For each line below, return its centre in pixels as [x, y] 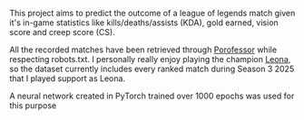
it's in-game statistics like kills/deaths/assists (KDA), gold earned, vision [144, 23]
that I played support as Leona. [67, 78]
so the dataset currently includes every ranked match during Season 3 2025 [152, 69]
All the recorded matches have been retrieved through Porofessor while [143, 50]
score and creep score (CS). [62, 32]
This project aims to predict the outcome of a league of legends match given [152, 13]
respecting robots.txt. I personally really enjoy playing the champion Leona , [150, 59]
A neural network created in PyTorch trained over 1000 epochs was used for [152, 96]
